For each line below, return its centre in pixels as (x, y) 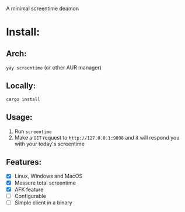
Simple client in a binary (43, 202)
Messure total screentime (45, 183)
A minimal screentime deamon (43, 8)
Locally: (21, 86)
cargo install (23, 99)
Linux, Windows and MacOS (48, 176)
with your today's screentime (49, 144)
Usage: (20, 117)
